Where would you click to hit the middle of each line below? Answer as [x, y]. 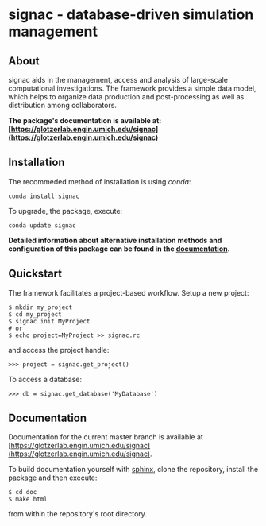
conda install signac [44, 196]
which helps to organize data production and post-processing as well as [126, 97]
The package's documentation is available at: [85, 120]
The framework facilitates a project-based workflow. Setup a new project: [129, 292]
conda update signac [42, 225]
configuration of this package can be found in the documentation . [119, 249]
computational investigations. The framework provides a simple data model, [132, 88]
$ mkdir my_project [40, 307]
